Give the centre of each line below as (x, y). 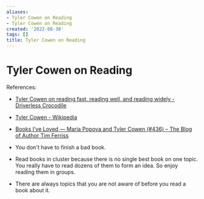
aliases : (17, 12)
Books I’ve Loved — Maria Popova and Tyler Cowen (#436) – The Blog (104, 129)
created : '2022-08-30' (35, 29)
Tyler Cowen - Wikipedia (46, 117)
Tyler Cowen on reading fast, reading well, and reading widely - (95, 99)
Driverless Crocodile (41, 105)
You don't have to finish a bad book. (60, 147)
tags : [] (17, 35)
